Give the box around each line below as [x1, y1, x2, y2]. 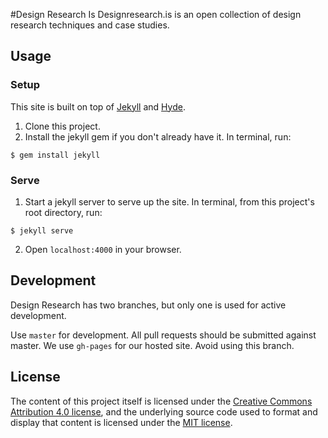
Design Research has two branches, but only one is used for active [10, 299, 287, 311]
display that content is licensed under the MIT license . [10, 416, 233, 428]
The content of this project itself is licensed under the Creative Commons [10, 395, 313, 407]
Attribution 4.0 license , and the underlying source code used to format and [10, 405, 318, 418]
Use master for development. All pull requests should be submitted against [10, 329, 317, 341]
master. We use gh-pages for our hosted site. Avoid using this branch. [10, 339, 295, 351]
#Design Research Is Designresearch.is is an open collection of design [10, 9, 302, 20]
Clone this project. [24, 120, 101, 132]
